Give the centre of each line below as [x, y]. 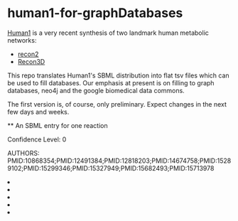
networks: [22, 40]
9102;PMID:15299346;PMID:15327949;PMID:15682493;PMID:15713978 [111, 168]
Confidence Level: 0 [37, 139]
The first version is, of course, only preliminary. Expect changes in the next [117, 104]
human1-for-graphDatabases [95, 13]
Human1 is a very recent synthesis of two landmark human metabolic [108, 33]
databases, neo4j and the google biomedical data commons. [96, 90]
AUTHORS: [23, 153]
